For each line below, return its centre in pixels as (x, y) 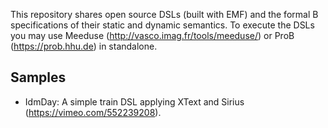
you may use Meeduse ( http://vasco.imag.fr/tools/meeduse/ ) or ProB (152, 35)
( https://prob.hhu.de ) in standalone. (84, 46)
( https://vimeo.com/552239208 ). (93, 112)
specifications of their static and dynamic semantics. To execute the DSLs (162, 25)
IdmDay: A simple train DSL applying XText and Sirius (134, 101)
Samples (38, 77)
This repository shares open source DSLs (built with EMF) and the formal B (164, 14)
